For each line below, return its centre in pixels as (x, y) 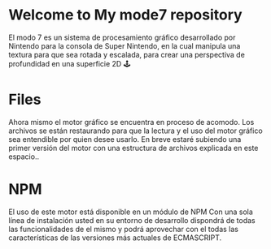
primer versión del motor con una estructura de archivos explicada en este (133, 148)
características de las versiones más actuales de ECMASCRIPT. (115, 238)
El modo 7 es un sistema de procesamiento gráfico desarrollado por (122, 37)
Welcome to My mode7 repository (125, 15)
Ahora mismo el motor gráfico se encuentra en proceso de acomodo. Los (131, 122)
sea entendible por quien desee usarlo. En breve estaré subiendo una (125, 139)
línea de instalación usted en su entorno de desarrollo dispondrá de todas (132, 220)
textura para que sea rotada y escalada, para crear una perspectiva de (127, 54)
